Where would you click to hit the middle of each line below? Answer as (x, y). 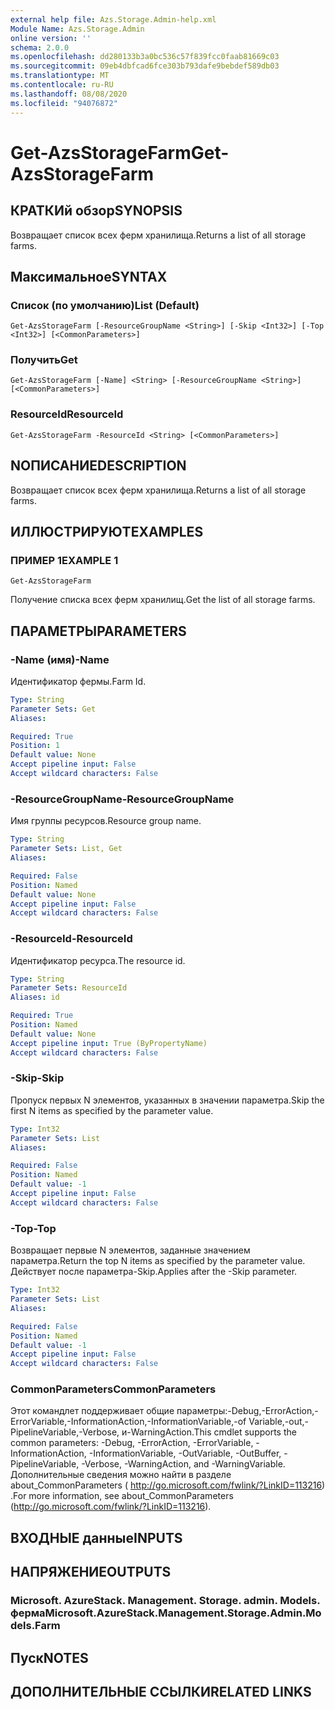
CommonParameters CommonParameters (113, 1389)
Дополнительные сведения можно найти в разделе (121, 1475)
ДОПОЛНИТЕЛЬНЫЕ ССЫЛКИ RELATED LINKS (161, 1691)
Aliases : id (35, 997)
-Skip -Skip (37, 1078)
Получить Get (44, 360)
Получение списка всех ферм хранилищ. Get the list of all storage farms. (163, 600)
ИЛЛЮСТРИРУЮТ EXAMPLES (107, 531)
